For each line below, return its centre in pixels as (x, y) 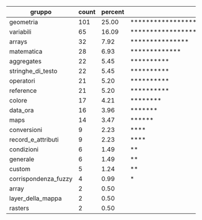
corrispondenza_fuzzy (41, 179)
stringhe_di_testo (33, 71)
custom (20, 169)
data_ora (22, 110)
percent (113, 12)
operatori (22, 81)
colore (18, 100)
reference (23, 91)
